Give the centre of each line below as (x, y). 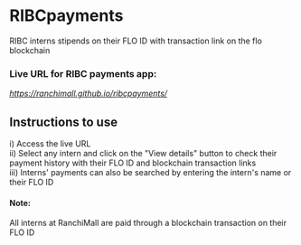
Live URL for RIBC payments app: (83, 73)
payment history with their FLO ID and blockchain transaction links (133, 163)
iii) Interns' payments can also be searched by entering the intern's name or (150, 173)
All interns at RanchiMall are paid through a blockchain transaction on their (148, 223)
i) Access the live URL (50, 144)
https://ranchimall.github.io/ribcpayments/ (89, 94)
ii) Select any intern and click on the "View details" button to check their (143, 154)
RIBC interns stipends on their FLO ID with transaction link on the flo (136, 41)
